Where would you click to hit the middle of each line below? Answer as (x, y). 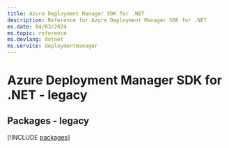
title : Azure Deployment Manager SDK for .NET (76, 14)
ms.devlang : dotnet (35, 40)
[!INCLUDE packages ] (39, 137)
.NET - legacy (47, 95)
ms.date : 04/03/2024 (37, 26)
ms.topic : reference (37, 33)
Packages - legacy (48, 121)
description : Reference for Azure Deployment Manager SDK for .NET (107, 20)
